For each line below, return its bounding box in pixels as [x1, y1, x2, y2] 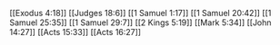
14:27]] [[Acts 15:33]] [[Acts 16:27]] [9, 27, 142, 37]
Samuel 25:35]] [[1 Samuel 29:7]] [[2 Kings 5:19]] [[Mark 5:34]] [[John [9, 17, 272, 28]
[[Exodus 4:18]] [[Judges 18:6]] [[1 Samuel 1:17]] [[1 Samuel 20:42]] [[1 [9, 8, 272, 18]
